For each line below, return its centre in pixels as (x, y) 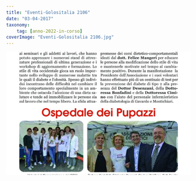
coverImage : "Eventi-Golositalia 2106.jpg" (60, 37)
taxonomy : (18, 25)
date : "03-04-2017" (30, 19)
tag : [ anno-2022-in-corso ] (50, 31)
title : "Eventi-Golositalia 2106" (48, 12)
